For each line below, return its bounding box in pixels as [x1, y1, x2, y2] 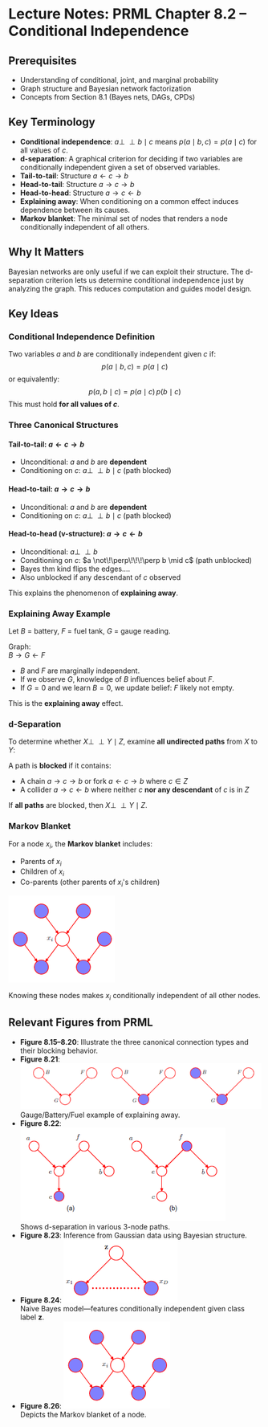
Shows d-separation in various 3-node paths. [19, 1222, 171, 1232]
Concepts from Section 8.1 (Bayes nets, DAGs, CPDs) [19, 92, 196, 101]
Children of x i [19, 866, 65, 879]
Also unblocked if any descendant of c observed [19, 572, 181, 582]
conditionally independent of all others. [19, 222, 150, 231]
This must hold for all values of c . [8, 399, 120, 410]
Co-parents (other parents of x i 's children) [19, 877, 160, 888]
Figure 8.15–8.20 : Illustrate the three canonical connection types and [19, 1037, 249, 1046]
